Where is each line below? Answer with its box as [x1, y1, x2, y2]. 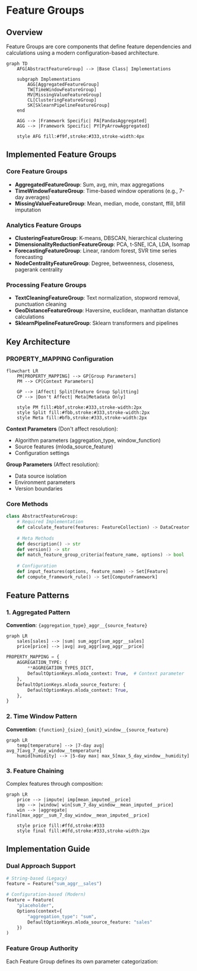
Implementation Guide [6, 844, 90, 854]
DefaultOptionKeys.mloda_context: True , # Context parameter [27, 670, 185, 677]
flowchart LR [6, 368, 39, 374]
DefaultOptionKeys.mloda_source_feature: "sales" [27, 919, 152, 925]
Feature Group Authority [6, 944, 78, 953]
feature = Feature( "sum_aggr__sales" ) [6, 881, 102, 887]
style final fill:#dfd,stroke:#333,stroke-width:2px [17, 828, 150, 834]
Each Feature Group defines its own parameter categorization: [6, 957, 158, 965]
